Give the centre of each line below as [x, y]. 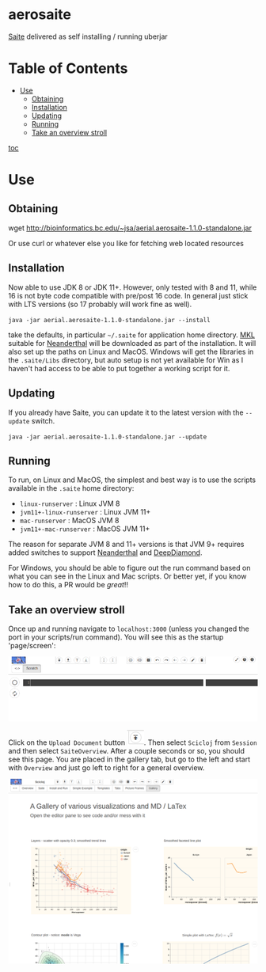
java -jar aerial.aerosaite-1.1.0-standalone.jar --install [110, 320]
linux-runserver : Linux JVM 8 [70, 503]
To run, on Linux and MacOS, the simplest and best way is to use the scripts [132, 480]
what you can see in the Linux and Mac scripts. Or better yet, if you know [127, 576]
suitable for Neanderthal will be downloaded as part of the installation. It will [132, 343]
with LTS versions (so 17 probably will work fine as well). [100, 304]
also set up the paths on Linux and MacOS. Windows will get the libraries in [131, 351]
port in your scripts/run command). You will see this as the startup [116, 637]
